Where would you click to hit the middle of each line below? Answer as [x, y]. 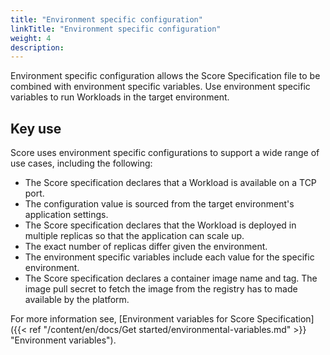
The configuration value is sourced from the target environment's [159, 204]
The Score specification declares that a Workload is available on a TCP [170, 183]
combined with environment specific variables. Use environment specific [160, 87]
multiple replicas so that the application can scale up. [134, 236]
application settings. [66, 215]
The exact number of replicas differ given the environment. [146, 247]
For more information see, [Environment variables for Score [132, 319]
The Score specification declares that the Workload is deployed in [160, 225]
